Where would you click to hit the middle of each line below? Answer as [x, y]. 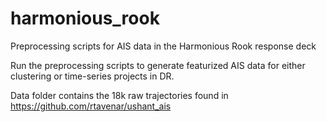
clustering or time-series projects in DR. [92, 76]
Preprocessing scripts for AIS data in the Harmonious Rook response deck [163, 46]
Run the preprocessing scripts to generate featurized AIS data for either [158, 65]
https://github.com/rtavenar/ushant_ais [91, 106]
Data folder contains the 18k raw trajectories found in [119, 95]
